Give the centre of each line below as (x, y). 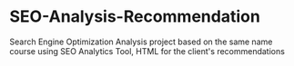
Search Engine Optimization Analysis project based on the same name (141, 42)
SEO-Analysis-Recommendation (135, 17)
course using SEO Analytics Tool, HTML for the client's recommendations (147, 51)
